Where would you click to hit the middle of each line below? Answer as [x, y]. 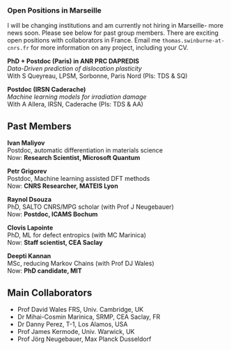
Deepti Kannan [29, 256]
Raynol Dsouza [30, 200]
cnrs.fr [18, 48]
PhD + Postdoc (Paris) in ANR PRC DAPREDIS [73, 61]
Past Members [39, 126]
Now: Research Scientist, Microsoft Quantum [74, 158]
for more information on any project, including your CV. [110, 48]
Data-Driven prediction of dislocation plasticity [75, 69]
